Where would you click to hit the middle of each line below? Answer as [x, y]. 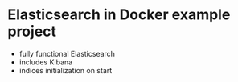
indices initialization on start [66, 70]
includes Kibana [46, 62]
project [32, 31]
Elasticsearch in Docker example [119, 15]
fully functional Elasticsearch [67, 53]
